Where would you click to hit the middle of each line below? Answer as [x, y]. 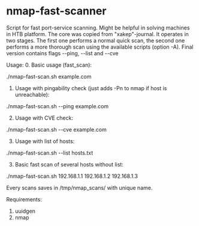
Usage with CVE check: [44, 118]
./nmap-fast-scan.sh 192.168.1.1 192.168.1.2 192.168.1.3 [72, 176]
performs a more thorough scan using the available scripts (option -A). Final [100, 47]
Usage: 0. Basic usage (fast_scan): [49, 65]
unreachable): [32, 94]
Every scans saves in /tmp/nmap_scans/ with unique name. [79, 188]
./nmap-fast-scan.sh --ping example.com [58, 106]
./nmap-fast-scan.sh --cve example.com [56, 129]
